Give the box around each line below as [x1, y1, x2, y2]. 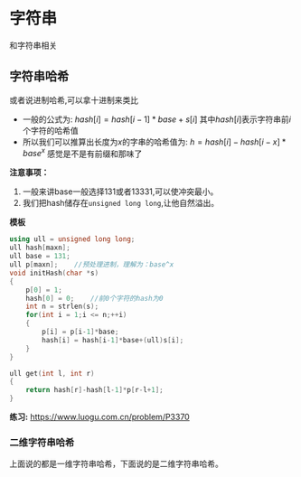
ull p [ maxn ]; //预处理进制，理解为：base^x [9, 260, 174, 269]
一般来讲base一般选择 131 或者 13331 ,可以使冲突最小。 [22, 186, 219, 197]
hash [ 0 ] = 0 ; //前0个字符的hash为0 [25, 294, 164, 303]
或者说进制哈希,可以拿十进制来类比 [9, 94, 139, 105]
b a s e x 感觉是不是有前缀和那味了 [22, 146, 143, 159]
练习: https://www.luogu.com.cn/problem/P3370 [9, 412, 190, 423]
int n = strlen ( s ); [25, 302, 99, 312]
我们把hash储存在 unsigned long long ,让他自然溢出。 [22, 198, 220, 209]
